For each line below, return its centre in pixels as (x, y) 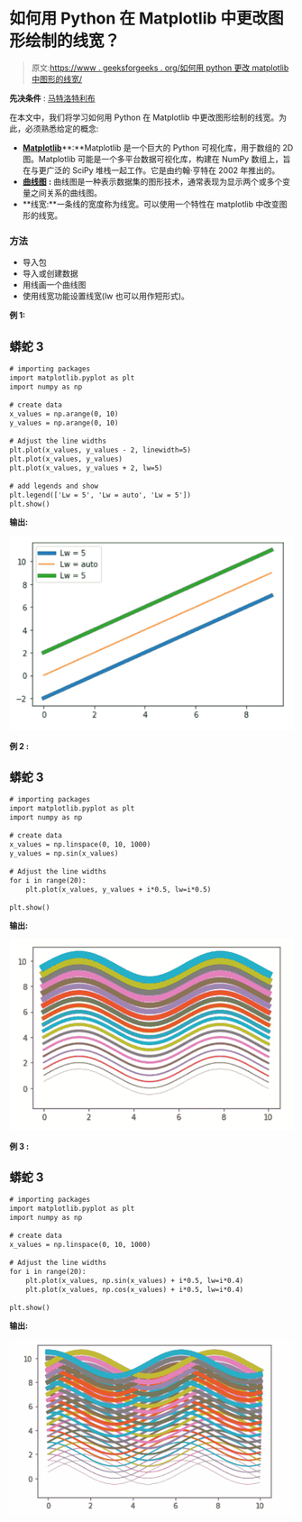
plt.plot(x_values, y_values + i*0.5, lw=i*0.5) (119, 890)
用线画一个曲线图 (54, 285)
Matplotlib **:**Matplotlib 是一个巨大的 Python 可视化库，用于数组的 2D (158, 147)
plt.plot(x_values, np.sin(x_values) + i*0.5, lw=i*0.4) (135, 1281)
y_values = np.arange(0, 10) (64, 423)
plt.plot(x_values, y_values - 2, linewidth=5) (101, 450)
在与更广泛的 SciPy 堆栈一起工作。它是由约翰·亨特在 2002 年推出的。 (151, 170)
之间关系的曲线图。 (66, 193)
